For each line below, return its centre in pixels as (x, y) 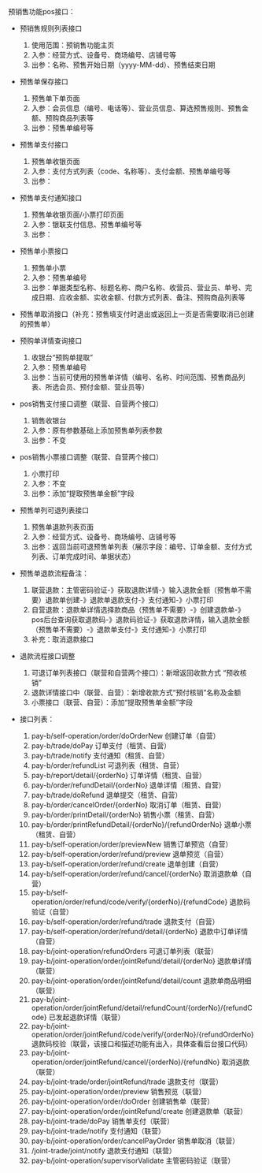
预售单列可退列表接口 (54, 510)
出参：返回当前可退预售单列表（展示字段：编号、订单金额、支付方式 (142, 547)
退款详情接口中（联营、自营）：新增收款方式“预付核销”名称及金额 (136, 693)
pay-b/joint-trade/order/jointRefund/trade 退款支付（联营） (127, 1082)
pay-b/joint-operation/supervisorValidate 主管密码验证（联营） (133, 1160)
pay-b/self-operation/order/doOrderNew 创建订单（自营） (125, 736)
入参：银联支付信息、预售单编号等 (87, 224)
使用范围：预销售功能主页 (73, 45)
